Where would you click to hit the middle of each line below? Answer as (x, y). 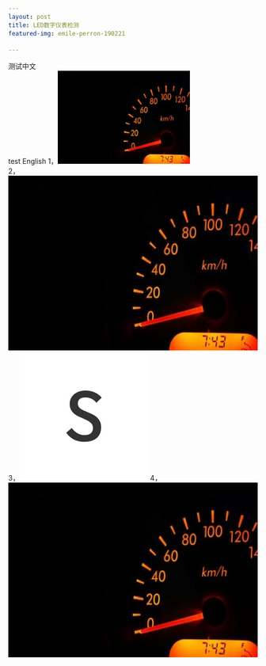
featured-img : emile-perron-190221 (67, 33)
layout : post (30, 17)
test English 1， (33, 161)
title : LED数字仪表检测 (44, 25)
